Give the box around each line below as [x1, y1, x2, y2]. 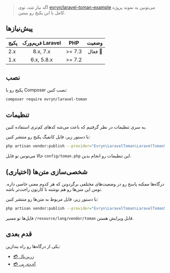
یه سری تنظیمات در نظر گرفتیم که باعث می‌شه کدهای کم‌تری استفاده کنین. [6, 124, 147, 130]
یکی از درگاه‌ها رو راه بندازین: [6, 243, 61, 249]
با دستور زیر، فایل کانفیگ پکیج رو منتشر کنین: [6, 134, 90, 140]
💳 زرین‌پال [13, 253, 34, 259]
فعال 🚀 [87, 48, 103, 55]
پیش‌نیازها [6, 24, 33, 33]
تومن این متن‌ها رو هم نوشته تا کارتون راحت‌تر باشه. [6, 186, 102, 192]
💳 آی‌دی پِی [13, 261, 36, 267]
